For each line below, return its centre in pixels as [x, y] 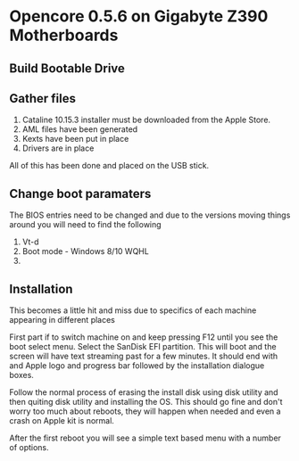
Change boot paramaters [80, 193]
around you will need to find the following [86, 225]
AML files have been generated [80, 129]
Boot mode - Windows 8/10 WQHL [85, 251]
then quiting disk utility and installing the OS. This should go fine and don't [146, 402]
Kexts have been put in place [75, 139]
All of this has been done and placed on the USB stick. [109, 166]
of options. [29, 448]
